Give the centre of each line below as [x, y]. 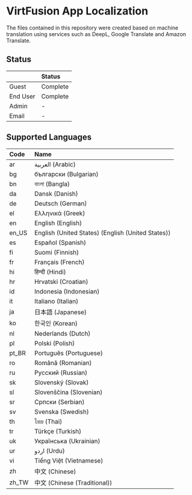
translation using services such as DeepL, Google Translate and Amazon [96, 34]
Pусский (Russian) [61, 372]
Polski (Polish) [54, 343]
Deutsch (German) [60, 203]
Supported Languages [49, 137]
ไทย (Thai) [48, 421]
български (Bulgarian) [66, 174]
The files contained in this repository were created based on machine [92, 28]
